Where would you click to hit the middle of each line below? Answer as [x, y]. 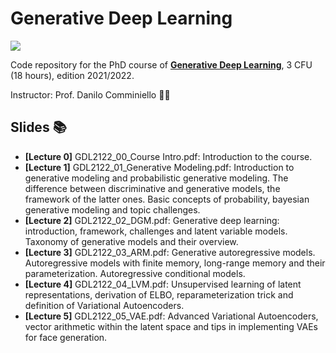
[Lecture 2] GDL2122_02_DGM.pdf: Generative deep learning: [152, 220]
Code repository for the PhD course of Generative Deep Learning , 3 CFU [161, 64]
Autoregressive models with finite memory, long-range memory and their [175, 263]
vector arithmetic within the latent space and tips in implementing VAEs [171, 326]
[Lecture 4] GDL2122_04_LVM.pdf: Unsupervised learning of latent [163, 284]
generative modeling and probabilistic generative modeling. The [156, 178]
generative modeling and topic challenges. [112, 209]
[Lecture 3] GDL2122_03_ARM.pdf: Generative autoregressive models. [170, 252]
